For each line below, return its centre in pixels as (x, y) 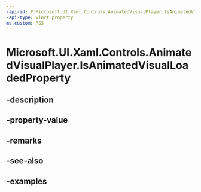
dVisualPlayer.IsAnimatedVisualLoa (98, 65)
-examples (27, 181)
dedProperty (39, 78)
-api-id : (17, 12)
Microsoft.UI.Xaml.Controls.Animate (99, 52)
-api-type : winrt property (40, 17)
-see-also (25, 161)
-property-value (37, 120)
